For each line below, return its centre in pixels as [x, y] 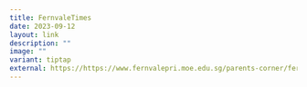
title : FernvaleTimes [51, 18]
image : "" [28, 52]
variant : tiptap [40, 60]
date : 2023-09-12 [42, 26]
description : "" [40, 43]
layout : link [34, 34]
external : [28, 69]
